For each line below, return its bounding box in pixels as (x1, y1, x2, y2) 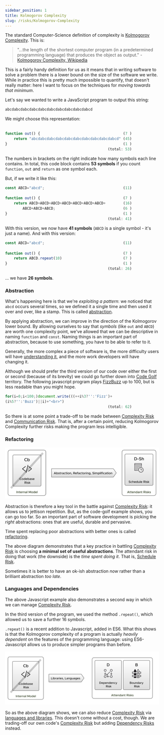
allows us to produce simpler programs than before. (27, 641, 132, 647)
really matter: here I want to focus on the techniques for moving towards (5, 82, 151, 88)
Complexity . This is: (5, 37, 45, 44)
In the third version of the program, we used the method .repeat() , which (5, 611, 153, 617)
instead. (5, 725, 21, 731)
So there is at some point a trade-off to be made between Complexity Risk (5, 413, 155, 419)
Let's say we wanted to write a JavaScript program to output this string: (5, 97, 149, 103)
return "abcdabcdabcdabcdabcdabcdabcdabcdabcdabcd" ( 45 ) (14, 136, 132, 141)
